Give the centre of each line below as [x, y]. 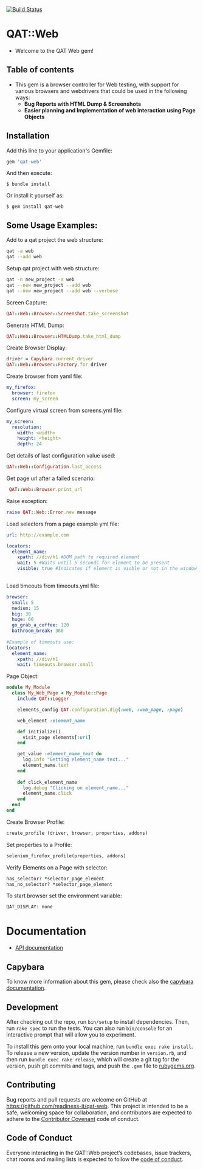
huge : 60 [23, 620]
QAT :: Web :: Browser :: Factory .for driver [57, 365]
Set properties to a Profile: [39, 845]
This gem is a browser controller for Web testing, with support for [97, 84]
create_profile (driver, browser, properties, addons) [77, 833]
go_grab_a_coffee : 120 [40, 625]
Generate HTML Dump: [35, 325]
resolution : [27, 427]
